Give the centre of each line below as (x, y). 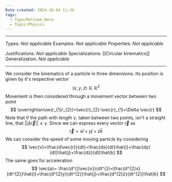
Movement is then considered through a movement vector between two (81, 96)
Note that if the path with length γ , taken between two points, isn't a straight (85, 118)
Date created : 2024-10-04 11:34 (40, 10)
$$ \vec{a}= (44, 168)
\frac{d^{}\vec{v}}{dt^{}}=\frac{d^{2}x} (99, 168)
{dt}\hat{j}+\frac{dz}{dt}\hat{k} (82, 152)
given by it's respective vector (37, 79)
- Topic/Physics (27, 24)
